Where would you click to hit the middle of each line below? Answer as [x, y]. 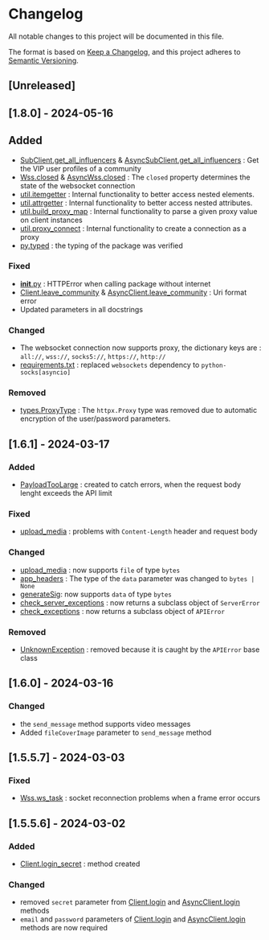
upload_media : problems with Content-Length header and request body [139, 531]
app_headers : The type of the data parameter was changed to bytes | [137, 578]
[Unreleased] [42, 86]
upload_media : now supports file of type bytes [100, 570]
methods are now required [64, 928]
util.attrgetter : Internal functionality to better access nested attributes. [136, 203]
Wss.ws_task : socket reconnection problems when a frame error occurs [140, 798]
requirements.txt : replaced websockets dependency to [110, 365]
